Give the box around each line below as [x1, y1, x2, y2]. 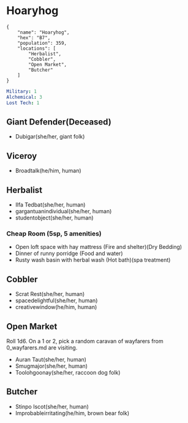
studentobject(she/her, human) [15, 214, 94, 221]
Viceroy [6, 151, 37, 161]
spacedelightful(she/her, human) [15, 297, 98, 304]
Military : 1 [6, 88, 37, 94]
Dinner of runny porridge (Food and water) [15, 250, 123, 257]
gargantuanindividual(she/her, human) [15, 208, 112, 215]
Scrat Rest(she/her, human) [15, 291, 85, 298]
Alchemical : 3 [6, 94, 43, 100]
